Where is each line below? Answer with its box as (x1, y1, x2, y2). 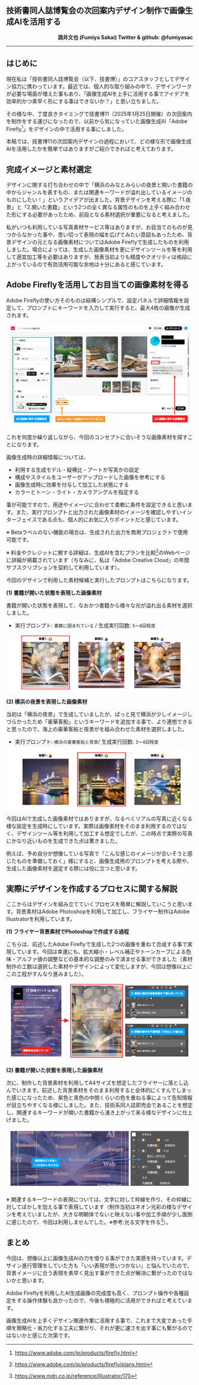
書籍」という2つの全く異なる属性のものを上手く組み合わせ (47, 204, 191, 211)
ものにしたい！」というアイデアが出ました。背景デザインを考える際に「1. (6, 196, 186, 203)
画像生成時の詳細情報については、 (6, 454, 89, 461)
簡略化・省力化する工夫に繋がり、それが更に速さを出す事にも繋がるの (16, 1324, 188, 1332)
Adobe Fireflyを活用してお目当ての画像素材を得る (6, 280, 190, 290)
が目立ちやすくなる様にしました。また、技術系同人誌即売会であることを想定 (6, 1101, 193, 1109)
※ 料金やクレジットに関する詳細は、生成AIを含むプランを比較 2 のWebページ (6, 548, 191, 556)
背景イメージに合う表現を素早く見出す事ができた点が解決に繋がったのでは (6, 1269, 188, 1276)
